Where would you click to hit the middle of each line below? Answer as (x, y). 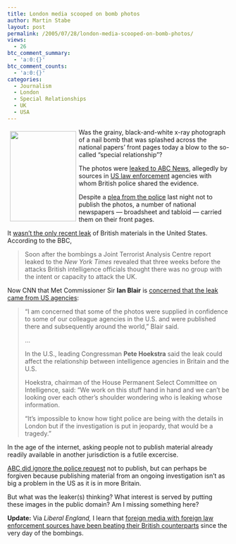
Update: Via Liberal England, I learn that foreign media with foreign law (110, 518)
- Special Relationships (50, 99)
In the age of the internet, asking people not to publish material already (110, 447)
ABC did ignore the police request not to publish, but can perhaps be (107, 468)
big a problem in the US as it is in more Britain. (74, 483)
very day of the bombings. (46, 533)
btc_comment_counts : (38, 66)
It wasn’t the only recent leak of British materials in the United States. (107, 233)
